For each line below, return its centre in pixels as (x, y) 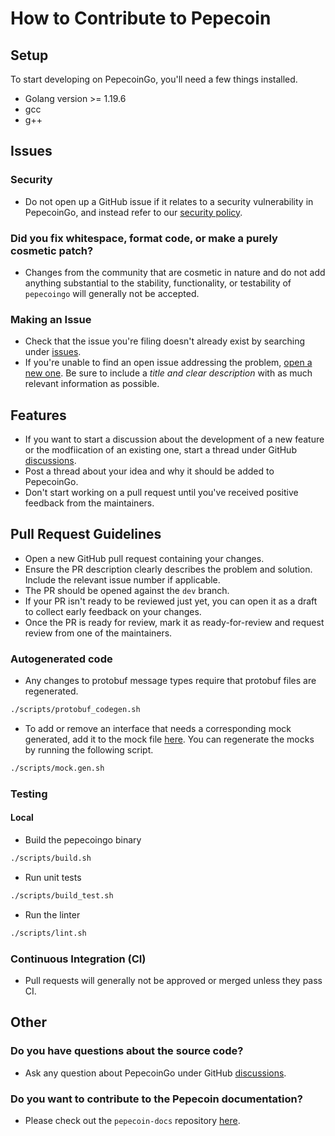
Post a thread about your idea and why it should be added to (149, 471)
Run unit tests (53, 877)
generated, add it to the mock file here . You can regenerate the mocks (169, 739)
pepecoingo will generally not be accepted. (112, 293)
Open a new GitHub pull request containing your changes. (144, 558)
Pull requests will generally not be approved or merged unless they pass (173, 980)
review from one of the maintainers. (98, 633)
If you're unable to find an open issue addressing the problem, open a (168, 363)
